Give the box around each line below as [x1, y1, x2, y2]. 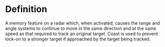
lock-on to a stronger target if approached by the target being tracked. [5, 36, 151, 42]
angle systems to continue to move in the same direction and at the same [5, 25, 156, 31]
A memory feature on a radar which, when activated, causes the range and [5, 20, 160, 26]
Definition [5, 3, 48, 15]
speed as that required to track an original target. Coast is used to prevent [5, 30, 158, 36]
